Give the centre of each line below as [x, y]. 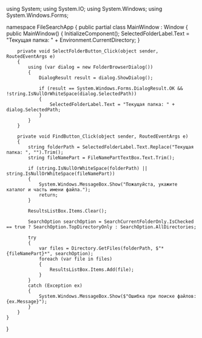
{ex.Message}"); [27, 301]
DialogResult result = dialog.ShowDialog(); [96, 78]
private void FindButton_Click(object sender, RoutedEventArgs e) [103, 136]
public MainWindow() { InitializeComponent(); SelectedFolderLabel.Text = [98, 33]
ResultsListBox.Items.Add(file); [92, 270]
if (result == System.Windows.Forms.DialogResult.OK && [111, 88]
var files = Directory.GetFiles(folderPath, [96, 248]
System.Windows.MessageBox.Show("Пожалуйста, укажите [108, 185]
